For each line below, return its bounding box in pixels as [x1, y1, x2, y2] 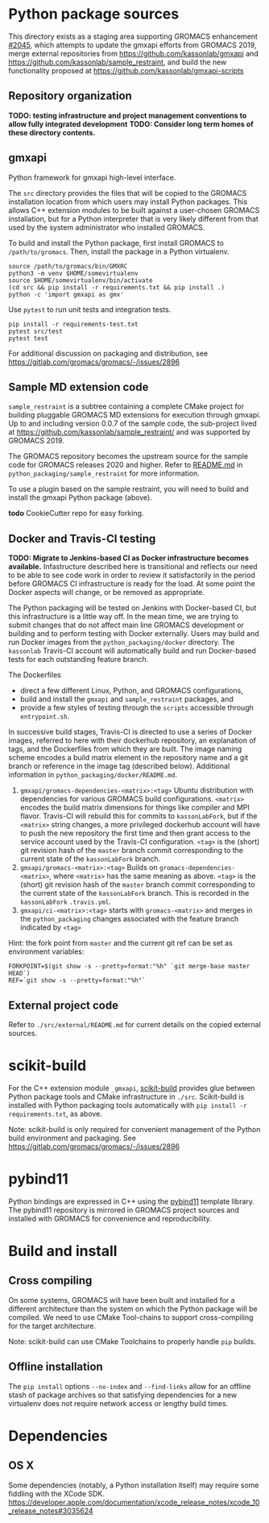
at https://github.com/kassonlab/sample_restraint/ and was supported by [8, 427, 251, 437]
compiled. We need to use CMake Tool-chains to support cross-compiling [8, 1312, 254, 1322]
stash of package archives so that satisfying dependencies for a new [8, 1390, 238, 1400]
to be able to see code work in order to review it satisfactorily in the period [8, 570, 256, 580]
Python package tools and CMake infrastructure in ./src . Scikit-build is [8, 1092, 245, 1101]
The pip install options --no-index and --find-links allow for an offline [8, 1381, 251, 1391]
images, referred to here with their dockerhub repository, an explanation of [8, 735, 256, 746]
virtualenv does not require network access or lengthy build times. [8, 1398, 229, 1408]
